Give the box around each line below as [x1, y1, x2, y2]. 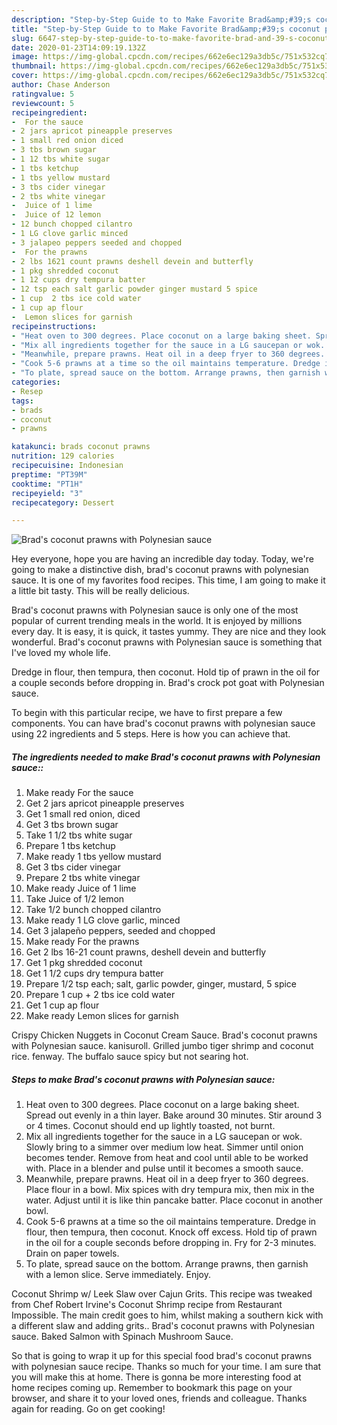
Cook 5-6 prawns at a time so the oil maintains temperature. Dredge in [25, 1216, 317, 1228]
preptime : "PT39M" [11, 469, 88, 480]
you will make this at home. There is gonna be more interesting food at [11, 1371, 302, 1383]
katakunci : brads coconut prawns [11, 442, 151, 452]
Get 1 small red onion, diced [25, 808, 141, 820]
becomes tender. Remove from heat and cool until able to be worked [25, 1152, 309, 1164]
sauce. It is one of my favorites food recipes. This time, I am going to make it [11, 574, 326, 586]
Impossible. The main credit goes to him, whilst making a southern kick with [11, 1309, 324, 1321]
